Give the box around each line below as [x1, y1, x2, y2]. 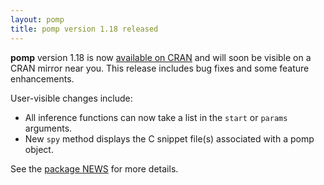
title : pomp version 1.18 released [10, 24, 159, 34]
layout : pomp [10, 14, 65, 25]
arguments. [24, 122, 73, 134]
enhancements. [10, 72, 75, 85]
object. [24, 143, 54, 155]
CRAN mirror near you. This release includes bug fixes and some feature [10, 62, 310, 74]
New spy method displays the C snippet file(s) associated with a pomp [24, 132, 315, 145]
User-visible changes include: [10, 92, 133, 104]
